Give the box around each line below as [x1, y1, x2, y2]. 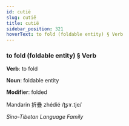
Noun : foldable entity [6, 77, 59, 84]
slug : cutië [6, 15, 36, 21]
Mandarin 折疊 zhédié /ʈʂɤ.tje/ [6, 101, 82, 108]
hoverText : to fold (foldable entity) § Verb [6, 31, 123, 38]
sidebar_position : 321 [6, 25, 64, 32]
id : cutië [6, 8, 31, 15]
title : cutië [6, 20, 39, 26]
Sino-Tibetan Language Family [6, 113, 84, 121]
